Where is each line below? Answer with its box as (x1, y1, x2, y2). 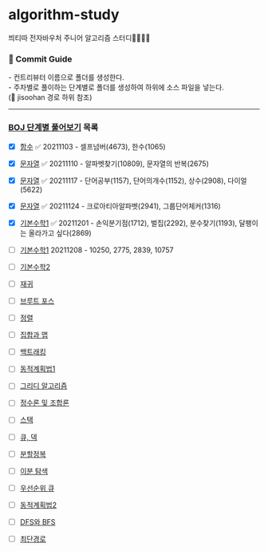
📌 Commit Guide (8, 54, 73, 65)
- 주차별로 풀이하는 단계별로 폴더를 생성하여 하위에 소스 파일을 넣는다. (8, 82, 225, 93)
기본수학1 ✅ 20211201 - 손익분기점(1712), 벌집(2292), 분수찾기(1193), (19, 218, 238, 228)
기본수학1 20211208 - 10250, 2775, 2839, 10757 (19, 245, 174, 255)
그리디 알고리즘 (19, 381, 68, 390)
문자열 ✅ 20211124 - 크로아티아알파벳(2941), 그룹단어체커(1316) (19, 201, 221, 211)
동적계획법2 (19, 500, 57, 509)
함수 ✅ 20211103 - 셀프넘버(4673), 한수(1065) (19, 141, 166, 151)
